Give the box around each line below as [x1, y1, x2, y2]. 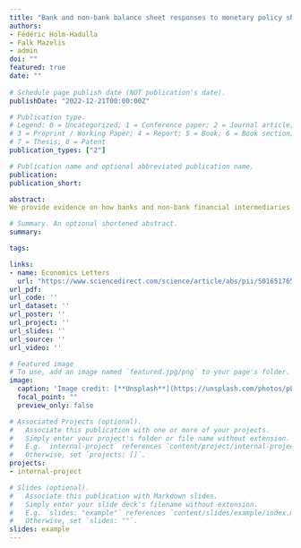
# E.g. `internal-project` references [9, 442, 163, 451]
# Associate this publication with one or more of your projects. [9, 425, 271, 434]
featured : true [9, 64, 66, 73]
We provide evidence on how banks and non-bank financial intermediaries [9, 203, 291, 212]
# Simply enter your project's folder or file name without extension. [9, 433, 291, 443]
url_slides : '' [9, 326, 66, 336]
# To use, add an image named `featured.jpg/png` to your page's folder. [9, 368, 291, 377]
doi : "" [9, 55, 39, 64]
